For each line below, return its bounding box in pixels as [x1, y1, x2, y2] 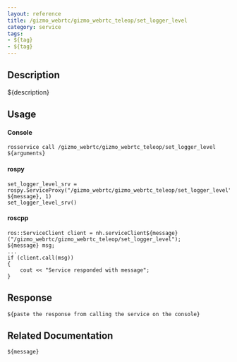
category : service [7, 23, 61, 30]
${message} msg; [7, 241, 55, 249]
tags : [7, 30, 23, 37]
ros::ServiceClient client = [7, 229, 93, 236]
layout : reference [7, 10, 61, 18]
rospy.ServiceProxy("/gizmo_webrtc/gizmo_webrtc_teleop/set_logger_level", [7, 186, 235, 194]
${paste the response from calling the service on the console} [7, 310, 200, 318]
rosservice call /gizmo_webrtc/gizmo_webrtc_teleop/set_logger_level [7, 144, 217, 151]
